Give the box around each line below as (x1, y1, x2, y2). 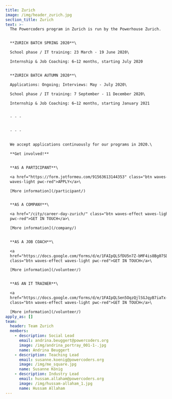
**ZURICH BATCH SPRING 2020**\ (10, 41, 77, 46)
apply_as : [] (5, 314, 33, 319)
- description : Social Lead (14, 333, 74, 338)
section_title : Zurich (5, 17, 54, 22)
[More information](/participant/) (10, 188, 86, 193)
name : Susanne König (18, 367, 63, 372)
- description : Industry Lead (14, 371, 79, 377)
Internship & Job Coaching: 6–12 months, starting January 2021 (10, 101, 150, 106)
